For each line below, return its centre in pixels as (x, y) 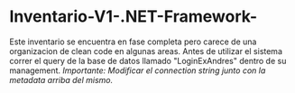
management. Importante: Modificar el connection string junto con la (138, 70)
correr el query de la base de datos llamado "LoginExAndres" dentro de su (148, 60)
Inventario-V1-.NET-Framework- (134, 17)
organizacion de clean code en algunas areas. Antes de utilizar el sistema (146, 51)
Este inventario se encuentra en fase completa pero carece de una (133, 42)
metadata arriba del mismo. (61, 79)
